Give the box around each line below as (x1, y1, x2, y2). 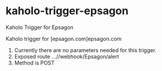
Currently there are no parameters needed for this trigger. (14, 46, 157, 54)
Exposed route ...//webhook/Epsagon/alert (14, 53, 120, 60)
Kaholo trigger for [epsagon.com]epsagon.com (5, 35, 122, 42)
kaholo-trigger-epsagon (5, 4, 129, 18)
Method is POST (14, 59, 55, 66)
